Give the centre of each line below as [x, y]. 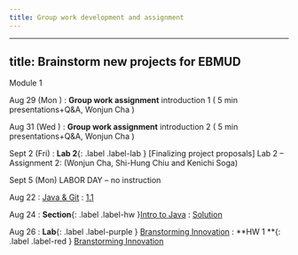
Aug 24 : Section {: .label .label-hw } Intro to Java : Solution [116, 215]
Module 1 [26, 83]
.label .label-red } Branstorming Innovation [86, 242]
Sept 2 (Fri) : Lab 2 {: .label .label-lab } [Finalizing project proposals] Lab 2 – [146, 154]
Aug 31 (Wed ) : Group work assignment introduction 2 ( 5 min [124, 127]
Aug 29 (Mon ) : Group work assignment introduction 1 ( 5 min [123, 100]
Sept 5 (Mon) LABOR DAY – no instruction [85, 180]
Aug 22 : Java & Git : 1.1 [52, 197]
